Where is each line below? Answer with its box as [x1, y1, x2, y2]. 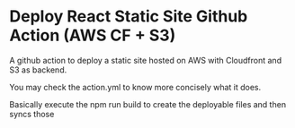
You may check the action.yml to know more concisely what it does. [9, 81, 262, 92]
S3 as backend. [9, 64, 67, 75]
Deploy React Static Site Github [9, 6, 248, 27]
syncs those [9, 108, 55, 119]
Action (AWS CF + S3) [9, 25, 176, 46]
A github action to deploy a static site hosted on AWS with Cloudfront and [9, 55, 282, 65]
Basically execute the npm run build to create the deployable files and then [9, 98, 286, 109]
